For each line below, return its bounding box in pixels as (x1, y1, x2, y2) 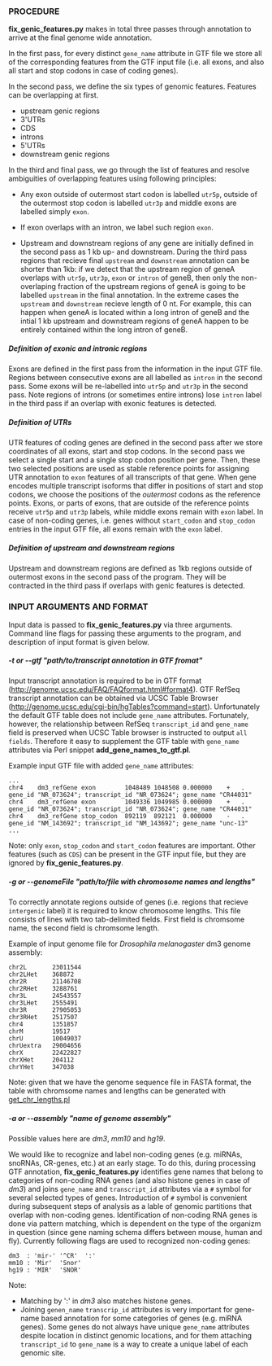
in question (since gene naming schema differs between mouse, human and (8, 1228, 262, 1237)
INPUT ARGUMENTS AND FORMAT (8, 601, 149, 612)
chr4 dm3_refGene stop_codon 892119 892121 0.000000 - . (8, 812, 245, 821)
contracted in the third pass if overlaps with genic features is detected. (8, 580, 245, 591)
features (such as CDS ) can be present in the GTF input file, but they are (8, 849, 246, 860)
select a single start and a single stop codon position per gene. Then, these (8, 455, 261, 465)
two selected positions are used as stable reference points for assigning (8, 464, 250, 474)
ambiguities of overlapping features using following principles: (8, 173, 217, 184)
